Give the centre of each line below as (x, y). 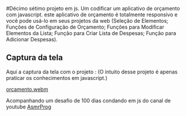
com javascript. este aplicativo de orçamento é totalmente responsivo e (92, 15)
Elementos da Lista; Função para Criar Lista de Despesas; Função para (91, 33)
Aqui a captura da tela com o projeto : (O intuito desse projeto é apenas (92, 72)
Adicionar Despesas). (32, 39)
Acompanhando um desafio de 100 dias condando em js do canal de (88, 100)
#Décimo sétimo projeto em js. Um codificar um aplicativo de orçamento (93, 8)
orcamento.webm (27, 89)
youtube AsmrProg (29, 107)
